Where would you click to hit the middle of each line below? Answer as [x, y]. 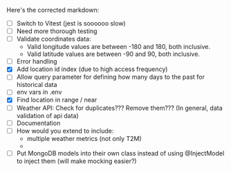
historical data [37, 85]
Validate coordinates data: [54, 39]
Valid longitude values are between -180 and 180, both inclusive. [119, 47]
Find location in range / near [57, 100]
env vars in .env [39, 92]
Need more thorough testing [57, 31]
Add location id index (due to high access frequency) [92, 69]
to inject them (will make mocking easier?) [76, 161]
